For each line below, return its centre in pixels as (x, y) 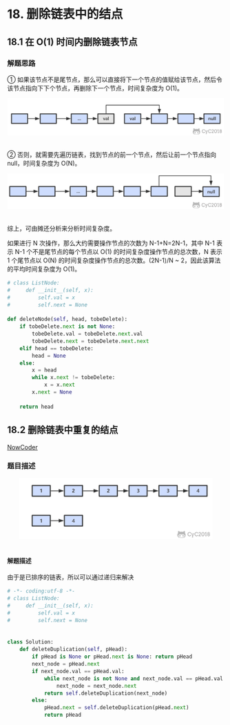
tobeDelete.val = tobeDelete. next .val (87, 334)
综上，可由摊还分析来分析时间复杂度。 (61, 228)
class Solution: (30, 642)
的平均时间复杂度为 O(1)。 (44, 269)
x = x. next (60, 385)
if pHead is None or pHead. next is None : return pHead (112, 657)
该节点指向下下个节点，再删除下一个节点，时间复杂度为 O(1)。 (95, 88)
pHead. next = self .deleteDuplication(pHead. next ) (116, 708)
